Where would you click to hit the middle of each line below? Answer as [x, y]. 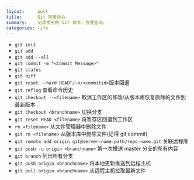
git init [25, 45]
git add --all [32, 57]
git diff [25, 76]
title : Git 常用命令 [36, 17]
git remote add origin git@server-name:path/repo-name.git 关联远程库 [101, 141]
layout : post [27, 11]
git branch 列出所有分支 [44, 156]
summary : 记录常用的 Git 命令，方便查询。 [57, 22]
